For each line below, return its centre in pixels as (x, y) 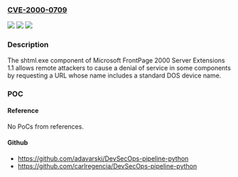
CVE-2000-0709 (37, 10)
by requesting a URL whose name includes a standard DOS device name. (114, 75)
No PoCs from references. (45, 127)
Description (28, 45)
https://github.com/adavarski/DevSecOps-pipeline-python (103, 159)
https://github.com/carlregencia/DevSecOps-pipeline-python (107, 166)
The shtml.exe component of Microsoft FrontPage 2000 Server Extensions (116, 60)
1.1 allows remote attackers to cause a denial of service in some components (119, 68)
